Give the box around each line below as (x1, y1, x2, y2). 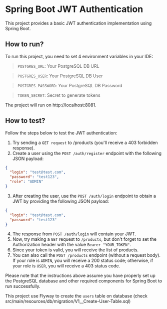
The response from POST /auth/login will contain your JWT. (12, 231, 136, 237)
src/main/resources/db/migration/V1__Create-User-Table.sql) (5, 298, 131, 304)
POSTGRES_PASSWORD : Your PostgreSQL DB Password (17, 82, 122, 88)
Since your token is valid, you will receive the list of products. (12, 247, 139, 253)
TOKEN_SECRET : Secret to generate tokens (17, 92, 101, 98)
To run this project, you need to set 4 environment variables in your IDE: (5, 53, 153, 59)
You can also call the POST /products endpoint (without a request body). (12, 252, 161, 258)
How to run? (5, 40, 44, 49)
